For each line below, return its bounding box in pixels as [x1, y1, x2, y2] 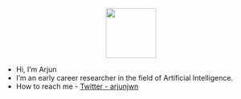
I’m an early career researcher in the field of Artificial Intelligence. [15, 73, 234, 82]
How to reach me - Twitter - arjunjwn [15, 81, 139, 91]
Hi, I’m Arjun [15, 65, 57, 74]
